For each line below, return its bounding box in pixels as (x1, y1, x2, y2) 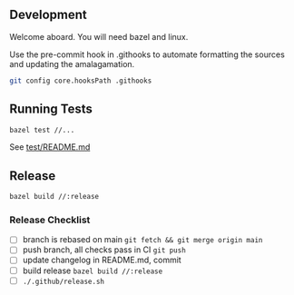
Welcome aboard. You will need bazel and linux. (9, 31, 189, 42)
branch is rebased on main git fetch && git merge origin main (22, 234, 263, 245)
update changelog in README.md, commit (22, 254, 181, 266)
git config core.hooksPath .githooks (9, 76, 152, 85)
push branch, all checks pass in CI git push (22, 244, 186, 255)
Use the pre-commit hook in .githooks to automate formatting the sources (9, 49, 286, 60)
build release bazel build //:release (22, 265, 163, 276)
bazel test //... (9, 125, 75, 134)
